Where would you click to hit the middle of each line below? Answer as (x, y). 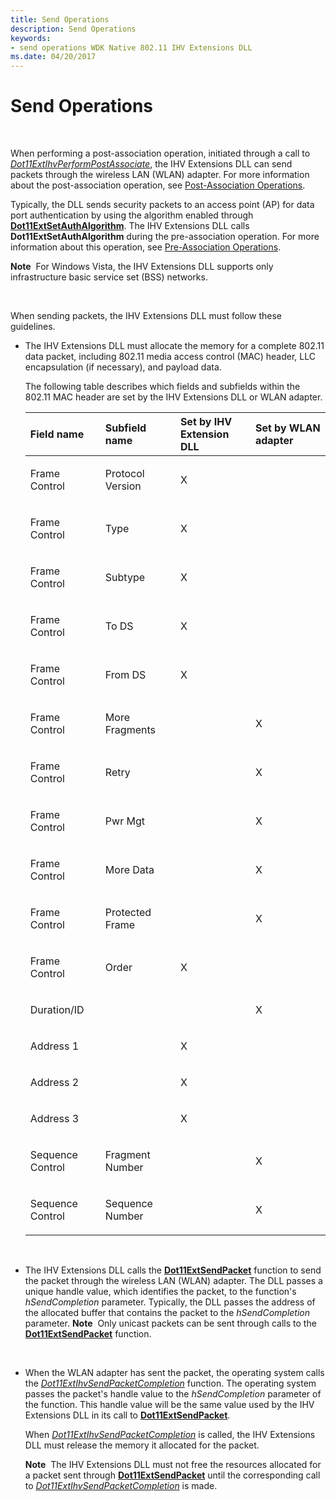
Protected (128, 913)
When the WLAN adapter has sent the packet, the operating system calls (174, 1373)
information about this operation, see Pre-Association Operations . (146, 247)
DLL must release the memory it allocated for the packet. (142, 1445)
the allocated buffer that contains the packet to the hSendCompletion (167, 1313)
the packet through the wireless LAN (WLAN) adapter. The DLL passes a (173, 1281)
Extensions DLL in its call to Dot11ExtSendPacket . (127, 1415)
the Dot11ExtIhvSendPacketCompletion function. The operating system (170, 1383)
